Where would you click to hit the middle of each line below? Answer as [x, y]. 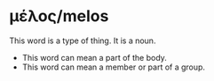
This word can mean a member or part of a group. [114, 67]
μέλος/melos [59, 16]
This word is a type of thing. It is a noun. [83, 40]
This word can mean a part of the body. [94, 57]
